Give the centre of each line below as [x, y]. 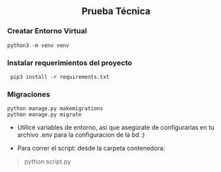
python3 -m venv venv [38, 45]
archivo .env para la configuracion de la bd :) [81, 135]
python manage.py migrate [44, 115]
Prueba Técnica [116, 11]
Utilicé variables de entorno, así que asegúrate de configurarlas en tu [116, 128]
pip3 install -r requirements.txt [60, 77]
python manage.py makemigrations [55, 109]
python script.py [47, 162]
